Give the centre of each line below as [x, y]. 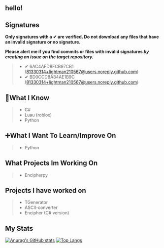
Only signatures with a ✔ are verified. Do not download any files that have [82, 37]
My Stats [19, 228]
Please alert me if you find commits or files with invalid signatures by [77, 52]
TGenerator [36, 203]
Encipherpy [36, 175]
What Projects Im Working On [51, 163]
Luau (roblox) [38, 115]
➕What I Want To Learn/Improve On [61, 136]
